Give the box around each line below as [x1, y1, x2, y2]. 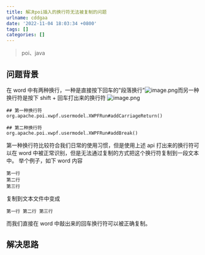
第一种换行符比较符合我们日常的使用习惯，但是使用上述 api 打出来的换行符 [6, 142, 194, 149]
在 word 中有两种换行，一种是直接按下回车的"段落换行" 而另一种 [6, 86, 199, 94]
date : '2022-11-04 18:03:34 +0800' [6, 20, 97, 26]
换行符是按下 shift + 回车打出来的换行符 [6, 94, 106, 101]
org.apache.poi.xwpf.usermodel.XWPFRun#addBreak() [6, 130, 138, 136]
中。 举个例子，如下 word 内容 [6, 157, 83, 164]
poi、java [21, 50, 45, 57]
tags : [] [6, 26, 29, 32]
